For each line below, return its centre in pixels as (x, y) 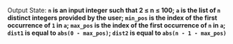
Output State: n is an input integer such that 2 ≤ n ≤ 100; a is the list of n (114, 10)
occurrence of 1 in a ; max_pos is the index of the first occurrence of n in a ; (116, 25)
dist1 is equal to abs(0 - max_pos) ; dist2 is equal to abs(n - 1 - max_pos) (117, 33)
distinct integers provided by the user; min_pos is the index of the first (113, 18)
